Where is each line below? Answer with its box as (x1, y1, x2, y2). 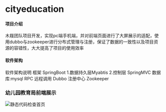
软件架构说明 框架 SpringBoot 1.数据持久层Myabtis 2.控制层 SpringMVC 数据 (5, 69, 161, 75)
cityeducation (5, 3, 64, 15)
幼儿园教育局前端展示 (5, 89, 56, 96)
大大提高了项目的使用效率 (31, 45, 84, 51)
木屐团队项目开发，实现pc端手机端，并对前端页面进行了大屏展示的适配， (5, 33, 155, 39)
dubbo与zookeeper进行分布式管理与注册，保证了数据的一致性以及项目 (9, 39, 154, 45)
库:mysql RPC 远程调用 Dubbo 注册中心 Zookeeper (5, 75, 109, 81)
